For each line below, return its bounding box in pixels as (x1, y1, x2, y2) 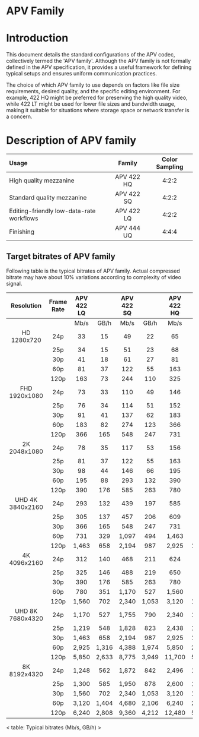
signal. (6, 280, 23, 287)
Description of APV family (6, 134, 137, 147)
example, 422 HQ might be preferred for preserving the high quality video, (6, 94, 188, 102)
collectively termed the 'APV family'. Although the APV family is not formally (6, 58, 191, 65)
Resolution (11, 301, 42, 309)
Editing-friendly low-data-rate (9, 207, 96, 215)
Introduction (6, 31, 69, 45)
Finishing (9, 227, 34, 236)
